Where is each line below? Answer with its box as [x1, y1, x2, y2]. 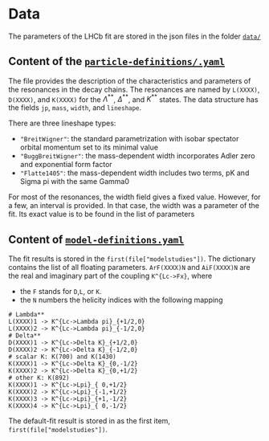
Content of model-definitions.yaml [8, 232, 185, 246]
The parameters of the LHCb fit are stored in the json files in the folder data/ [8, 31, 261, 41]
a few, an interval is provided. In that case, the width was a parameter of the [8, 201, 259, 210]
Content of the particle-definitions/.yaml [8, 55, 226, 68]
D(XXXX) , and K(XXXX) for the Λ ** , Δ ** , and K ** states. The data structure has [8, 93, 259, 104]
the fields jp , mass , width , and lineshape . [8, 103, 142, 112]
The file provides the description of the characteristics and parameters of [8, 76, 251, 85]
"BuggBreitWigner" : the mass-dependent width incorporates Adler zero [19, 151, 255, 161]
